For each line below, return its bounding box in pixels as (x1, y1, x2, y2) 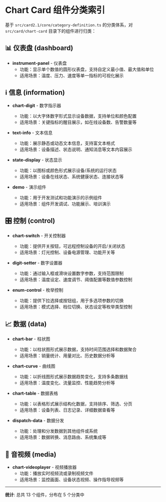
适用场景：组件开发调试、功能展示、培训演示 (19, 201, 111, 207)
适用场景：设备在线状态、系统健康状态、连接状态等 (19, 174, 124, 180)
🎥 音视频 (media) (5, 450, 57, 458)
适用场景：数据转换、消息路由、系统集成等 (19, 434, 107, 440)
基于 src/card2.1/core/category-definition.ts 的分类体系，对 (5, 22, 133, 28)
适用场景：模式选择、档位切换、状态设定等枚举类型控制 (19, 304, 132, 310)
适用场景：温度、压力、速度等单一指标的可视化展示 (19, 72, 124, 78)
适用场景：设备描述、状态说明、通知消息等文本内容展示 (19, 146, 132, 152)
